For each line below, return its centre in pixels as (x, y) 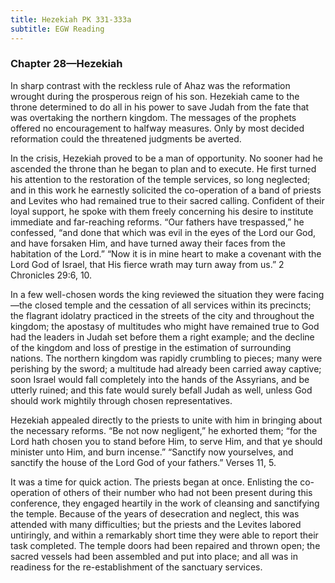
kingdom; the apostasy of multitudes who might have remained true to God (165, 326)
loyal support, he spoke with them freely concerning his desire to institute (162, 211)
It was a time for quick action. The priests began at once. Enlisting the (154, 482)
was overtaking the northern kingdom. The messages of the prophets (153, 117)
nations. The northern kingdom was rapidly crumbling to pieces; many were (166, 358)
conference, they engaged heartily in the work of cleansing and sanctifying (165, 503)
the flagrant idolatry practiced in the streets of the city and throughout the (162, 315)
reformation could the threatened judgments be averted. (126, 138)
